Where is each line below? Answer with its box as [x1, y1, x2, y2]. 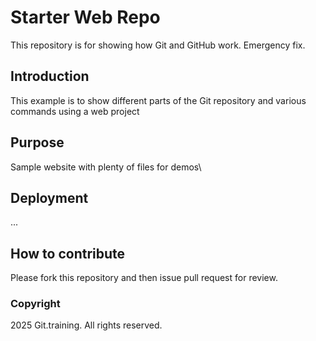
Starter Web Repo [10, 6, 161, 29]
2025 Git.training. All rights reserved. [10, 319, 163, 331]
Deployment [10, 189, 89, 206]
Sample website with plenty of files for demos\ [10, 161, 202, 173]
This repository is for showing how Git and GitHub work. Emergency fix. [10, 39, 306, 51]
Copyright [10, 297, 61, 311]
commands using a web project [10, 105, 140, 117]
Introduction [10, 68, 90, 85]
